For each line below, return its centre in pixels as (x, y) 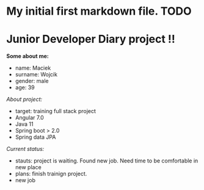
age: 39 (25, 87)
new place (28, 167)
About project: (24, 100)
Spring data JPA (35, 137)
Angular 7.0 (29, 118)
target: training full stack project (56, 111)
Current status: (25, 149)
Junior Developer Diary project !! (91, 39)
